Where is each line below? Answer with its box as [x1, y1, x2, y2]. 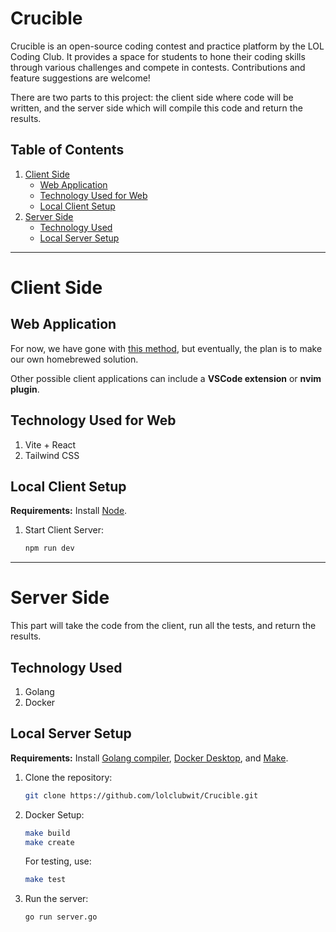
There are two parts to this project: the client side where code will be [10, 91, 294, 103]
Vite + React [24, 438, 77, 451]
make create [24, 837, 75, 847]
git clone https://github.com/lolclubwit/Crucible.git [24, 790, 259, 801]
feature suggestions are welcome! [10, 72, 151, 84]
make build [24, 828, 71, 838]
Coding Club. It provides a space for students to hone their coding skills [10, 50, 306, 62]
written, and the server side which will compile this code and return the [10, 102, 303, 114]
